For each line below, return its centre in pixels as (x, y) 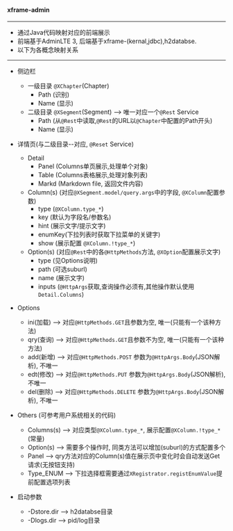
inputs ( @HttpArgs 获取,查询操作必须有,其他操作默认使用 (116, 287)
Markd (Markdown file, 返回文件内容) (90, 183)
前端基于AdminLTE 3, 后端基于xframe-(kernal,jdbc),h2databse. (107, 41)
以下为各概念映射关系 (48, 50)
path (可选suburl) (63, 269)
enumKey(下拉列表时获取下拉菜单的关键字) (99, 235)
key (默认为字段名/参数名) (75, 217)
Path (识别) (54, 95)
